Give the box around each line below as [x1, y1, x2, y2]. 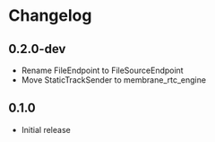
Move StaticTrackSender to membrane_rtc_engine [21, 75, 207, 85]
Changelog [8, 5, 92, 26]
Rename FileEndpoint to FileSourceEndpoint [21, 65, 185, 75]
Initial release [21, 124, 71, 135]
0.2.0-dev [8, 41, 66, 57]
